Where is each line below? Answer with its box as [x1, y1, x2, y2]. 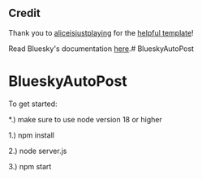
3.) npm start [8, 161, 52, 171]
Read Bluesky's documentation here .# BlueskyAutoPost [8, 44, 195, 53]
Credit [8, 6, 41, 20]
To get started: [8, 99, 58, 109]
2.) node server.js [8, 146, 67, 156]
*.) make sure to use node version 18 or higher [8, 114, 162, 124]
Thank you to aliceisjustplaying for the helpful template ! [8, 28, 194, 37]
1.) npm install [8, 130, 55, 140]
